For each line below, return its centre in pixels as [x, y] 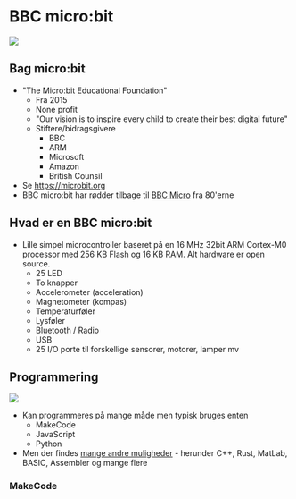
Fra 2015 [51, 99]
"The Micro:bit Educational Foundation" [95, 90]
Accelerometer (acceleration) [90, 292]
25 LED [49, 273]
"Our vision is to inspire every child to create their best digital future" [161, 119]
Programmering [54, 377]
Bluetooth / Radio [67, 330]
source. [36, 263]
